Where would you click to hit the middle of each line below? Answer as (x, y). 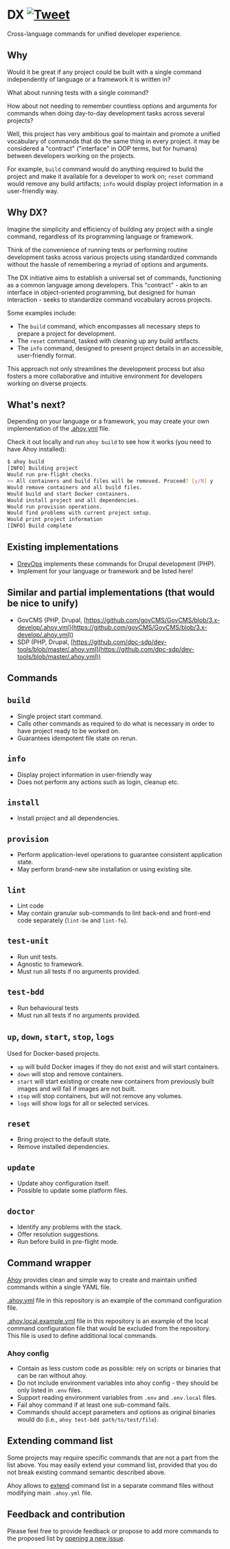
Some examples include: (42, 313)
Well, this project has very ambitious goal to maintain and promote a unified (114, 133)
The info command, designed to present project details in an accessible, (120, 348)
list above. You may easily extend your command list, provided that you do (112, 1464)
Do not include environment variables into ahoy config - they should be (117, 1383)
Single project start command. (60, 716)
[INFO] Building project (43, 468)
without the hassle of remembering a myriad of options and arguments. (108, 264)
